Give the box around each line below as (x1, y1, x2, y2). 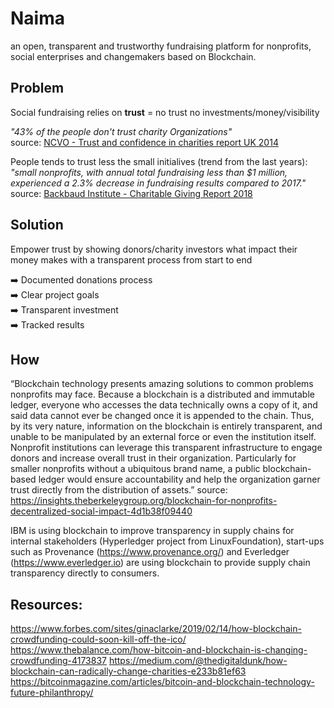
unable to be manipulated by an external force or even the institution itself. (10, 431, 317, 443)
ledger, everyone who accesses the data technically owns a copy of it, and (10, 399, 318, 411)
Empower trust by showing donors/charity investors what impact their (10, 243, 298, 255)
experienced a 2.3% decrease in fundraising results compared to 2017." (10, 177, 307, 189)
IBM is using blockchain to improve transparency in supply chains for (10, 525, 295, 537)
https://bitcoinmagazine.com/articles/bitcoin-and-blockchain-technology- (10, 676, 315, 688)
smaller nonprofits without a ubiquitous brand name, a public (10, 463, 261, 475)
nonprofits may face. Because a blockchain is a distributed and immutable (10, 388, 315, 401)
